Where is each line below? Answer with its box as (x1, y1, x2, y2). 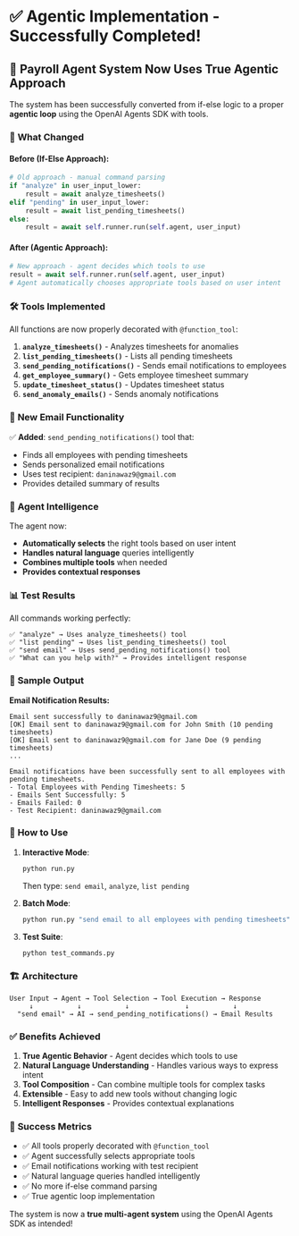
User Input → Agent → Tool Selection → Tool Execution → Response (9, 994, 262, 1003)
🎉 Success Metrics (9, 1121, 92, 1132)
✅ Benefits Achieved (9, 1030, 101, 1043)
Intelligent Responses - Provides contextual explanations (21, 1098, 235, 1109)
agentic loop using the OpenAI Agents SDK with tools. (9, 109, 209, 119)
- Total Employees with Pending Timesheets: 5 (9, 783, 186, 792)
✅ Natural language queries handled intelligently (21, 1171, 201, 1181)
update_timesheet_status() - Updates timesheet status (21, 379, 225, 390)
